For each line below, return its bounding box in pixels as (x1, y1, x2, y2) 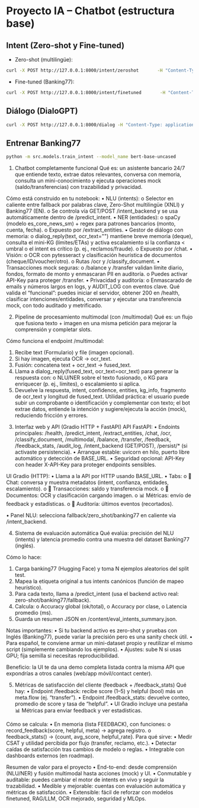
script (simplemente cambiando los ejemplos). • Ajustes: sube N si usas (6, 646, 182, 653)
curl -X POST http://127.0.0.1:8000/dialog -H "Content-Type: (6, 121, 163, 128)
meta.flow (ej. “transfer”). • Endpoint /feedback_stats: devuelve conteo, (14, 694, 190, 701)
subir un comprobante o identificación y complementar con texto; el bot (14, 399, 191, 406)
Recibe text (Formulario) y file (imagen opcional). (14, 349, 134, 356)
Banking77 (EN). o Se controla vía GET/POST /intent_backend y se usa (6, 207, 178, 214)
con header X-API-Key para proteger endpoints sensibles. (14, 461, 156, 469)
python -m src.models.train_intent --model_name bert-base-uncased (6, 154, 176, 160)
